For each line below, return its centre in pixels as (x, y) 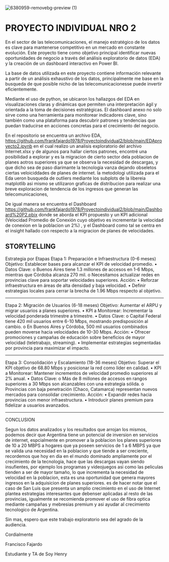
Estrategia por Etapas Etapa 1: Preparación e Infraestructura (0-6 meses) (81, 259)
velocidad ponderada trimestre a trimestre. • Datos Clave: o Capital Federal (83, 316)
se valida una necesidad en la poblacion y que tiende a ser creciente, (77, 451)
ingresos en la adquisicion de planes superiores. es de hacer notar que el (81, 483)
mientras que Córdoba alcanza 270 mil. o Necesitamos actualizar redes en (82, 275)
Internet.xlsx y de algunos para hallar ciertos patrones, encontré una (76, 151)
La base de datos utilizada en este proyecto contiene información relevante (83, 73)
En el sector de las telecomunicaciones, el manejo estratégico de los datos (82, 42)
